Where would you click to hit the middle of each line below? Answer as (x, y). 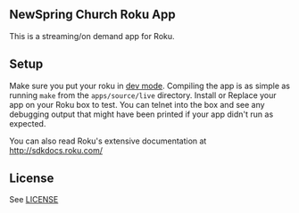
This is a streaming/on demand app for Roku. (92, 36)
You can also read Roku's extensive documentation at (108, 141)
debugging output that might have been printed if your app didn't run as (141, 114)
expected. (28, 123)
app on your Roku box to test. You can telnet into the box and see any (137, 104)
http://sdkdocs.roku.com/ (56, 150)
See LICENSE (34, 200)
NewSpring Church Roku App (92, 15)
